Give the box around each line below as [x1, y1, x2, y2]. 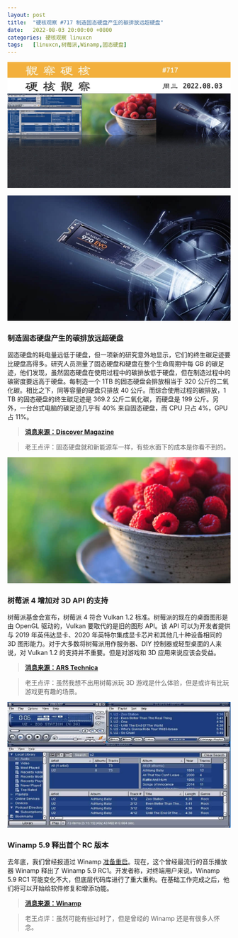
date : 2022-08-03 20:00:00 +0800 [7, 26, 113, 33]
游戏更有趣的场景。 [24, 688, 81, 696]
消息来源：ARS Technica [24, 664, 98, 672]
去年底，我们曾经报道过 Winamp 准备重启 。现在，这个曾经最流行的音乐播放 [7, 858, 228, 866]
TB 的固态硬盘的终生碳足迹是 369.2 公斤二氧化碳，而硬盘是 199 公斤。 [7, 395, 213, 403]
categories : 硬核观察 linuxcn [7, 34, 92, 41]
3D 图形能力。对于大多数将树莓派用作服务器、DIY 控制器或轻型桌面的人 [7, 640, 216, 648]
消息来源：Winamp [24, 899, 81, 908]
